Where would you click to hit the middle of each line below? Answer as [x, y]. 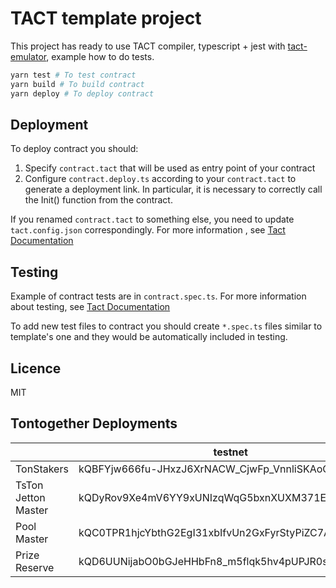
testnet [230, 452]
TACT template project [106, 18]
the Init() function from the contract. [98, 200]
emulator [28, 56]
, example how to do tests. [100, 56]
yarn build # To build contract [77, 84]
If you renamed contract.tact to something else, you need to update [152, 219]
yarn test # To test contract [73, 75]
